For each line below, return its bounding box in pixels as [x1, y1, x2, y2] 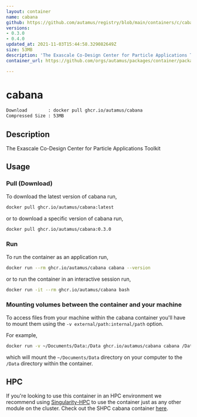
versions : [6, 25, 30, 31]
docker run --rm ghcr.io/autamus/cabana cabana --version [6, 265, 151, 271]
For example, [6, 331, 38, 338]
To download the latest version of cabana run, [6, 193, 117, 200]
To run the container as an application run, [6, 253, 108, 260]
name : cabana [6, 14, 38, 20]
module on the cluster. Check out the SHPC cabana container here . [6, 405, 169, 412]
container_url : [6, 58, 43, 63]
